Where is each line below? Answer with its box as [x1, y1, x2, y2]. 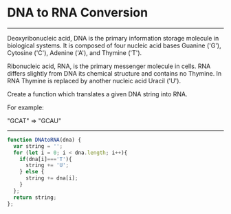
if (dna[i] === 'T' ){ [19, 156, 72, 162]
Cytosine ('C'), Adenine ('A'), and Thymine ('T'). [7, 48, 142, 56]
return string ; [13, 194, 57, 201]
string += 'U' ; [25, 162, 69, 169]
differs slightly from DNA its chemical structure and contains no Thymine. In [7, 69, 222, 77]
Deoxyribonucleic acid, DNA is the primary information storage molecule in [7, 34, 219, 42]
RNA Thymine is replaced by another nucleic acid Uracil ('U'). [7, 76, 181, 85]
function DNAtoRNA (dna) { [7, 136, 81, 143]
